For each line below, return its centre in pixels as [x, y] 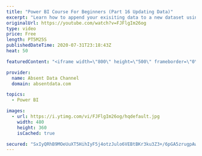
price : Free [21, 34]
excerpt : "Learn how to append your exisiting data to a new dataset [95, 17]
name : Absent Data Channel [45, 78]
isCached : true [36, 133]
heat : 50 [17, 51]
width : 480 [31, 122]
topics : [16, 94]
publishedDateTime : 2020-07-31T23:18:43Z [59, 46]
